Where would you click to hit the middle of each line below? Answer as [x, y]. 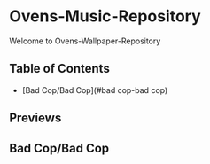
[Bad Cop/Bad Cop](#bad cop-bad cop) [95, 90]
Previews [35, 118]
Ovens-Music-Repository [105, 16]
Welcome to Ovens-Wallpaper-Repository [85, 41]
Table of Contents [60, 69]
